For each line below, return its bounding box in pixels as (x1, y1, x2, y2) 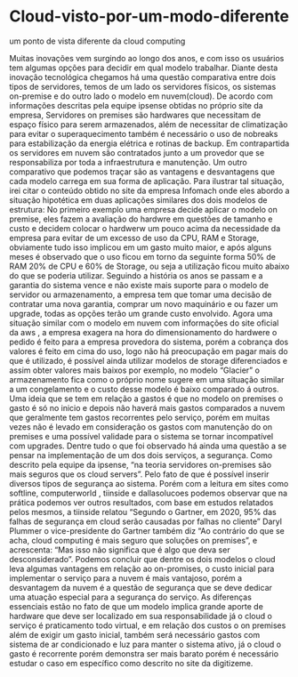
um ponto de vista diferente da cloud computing (9, 36, 186, 46)
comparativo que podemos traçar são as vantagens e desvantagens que (9, 166, 276, 177)
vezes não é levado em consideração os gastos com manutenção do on (9, 421, 273, 432)
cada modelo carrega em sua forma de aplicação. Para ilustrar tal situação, (9, 175, 285, 186)
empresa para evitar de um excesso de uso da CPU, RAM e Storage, (9, 232, 260, 243)
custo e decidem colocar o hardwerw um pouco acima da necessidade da (9, 222, 281, 233)
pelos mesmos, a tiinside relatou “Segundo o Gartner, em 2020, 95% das (9, 506, 278, 517)
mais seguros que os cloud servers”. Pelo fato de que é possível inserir (9, 469, 270, 480)
